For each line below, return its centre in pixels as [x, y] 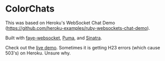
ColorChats [30, 9]
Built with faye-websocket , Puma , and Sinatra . [54, 38]
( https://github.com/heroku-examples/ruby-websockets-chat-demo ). [78, 28]
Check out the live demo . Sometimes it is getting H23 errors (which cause [83, 47]
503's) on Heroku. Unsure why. [38, 53]
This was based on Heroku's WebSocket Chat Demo [60, 23]
